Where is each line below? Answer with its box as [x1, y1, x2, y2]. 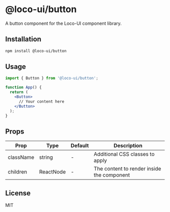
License [5, 189, 31, 197]
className [8, 154, 34, 161]
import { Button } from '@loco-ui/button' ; [5, 76, 99, 81]
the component [93, 172, 130, 179]
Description [113, 142, 143, 149]
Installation [5, 35, 41, 44]
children [8, 168, 27, 176]
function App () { [5, 85, 42, 90]
